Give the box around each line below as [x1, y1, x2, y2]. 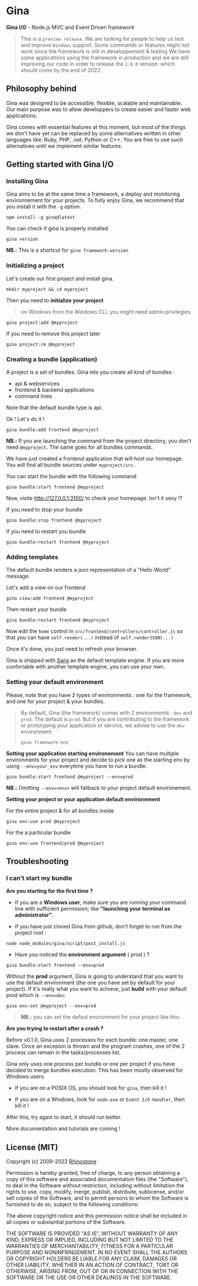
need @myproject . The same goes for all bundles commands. [6, 443, 153, 451]
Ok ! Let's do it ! [6, 416, 45, 423]
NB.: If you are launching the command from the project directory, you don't [6, 438, 191, 445]
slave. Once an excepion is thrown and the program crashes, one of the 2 [6, 1042, 185, 1050]
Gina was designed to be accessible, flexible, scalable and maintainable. [6, 99, 183, 106]
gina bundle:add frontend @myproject [6, 427, 99, 433]
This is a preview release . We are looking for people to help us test [20, 35, 184, 42]
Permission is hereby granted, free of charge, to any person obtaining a [6, 1170, 180, 1177]
